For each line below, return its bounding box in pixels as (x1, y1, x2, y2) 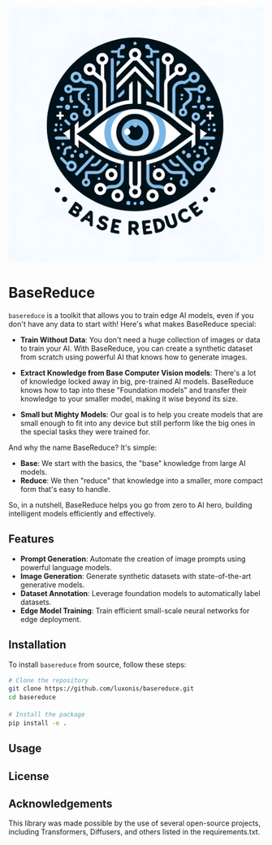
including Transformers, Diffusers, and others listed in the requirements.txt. (8, 827, 261, 837)
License (8, 769, 50, 783)
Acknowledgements (8, 796, 113, 811)
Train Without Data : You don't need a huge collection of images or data (19, 334, 261, 344)
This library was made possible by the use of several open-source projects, (8, 818, 261, 828)
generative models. (19, 580, 85, 590)
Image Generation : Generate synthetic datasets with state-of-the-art (19, 571, 252, 581)
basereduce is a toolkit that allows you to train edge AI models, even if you (8, 310, 254, 320)
